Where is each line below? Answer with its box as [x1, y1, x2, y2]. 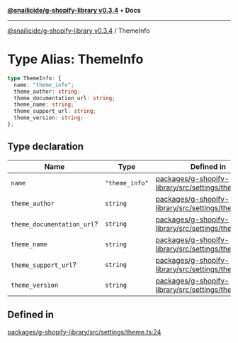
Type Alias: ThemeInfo [7, 51, 144, 67]
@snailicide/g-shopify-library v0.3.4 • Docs [7, 6, 141, 14]
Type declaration [7, 141, 84, 153]
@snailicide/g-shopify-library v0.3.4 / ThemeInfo [7, 26, 150, 35]
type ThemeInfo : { [7, 75, 62, 82]
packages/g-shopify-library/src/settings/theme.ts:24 [7, 327, 161, 336]
